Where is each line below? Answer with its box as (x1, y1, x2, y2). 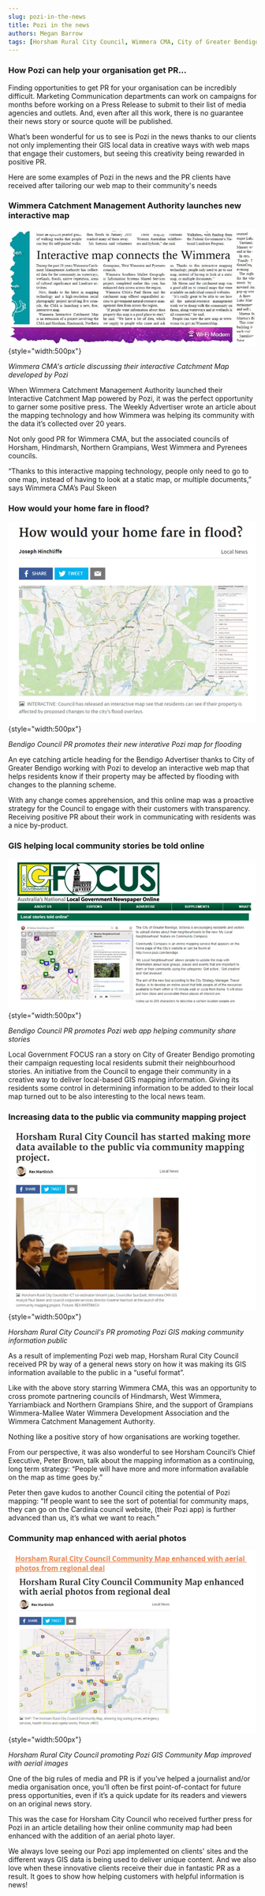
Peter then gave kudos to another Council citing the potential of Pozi (8, 1487, 230, 1497)
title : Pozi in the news (8, 21, 90, 29)
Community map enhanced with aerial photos (8, 1532, 187, 1544)
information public (8, 1336, 69, 1345)
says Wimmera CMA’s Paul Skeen (8, 483, 117, 493)
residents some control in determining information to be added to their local (8, 1083, 254, 1092)
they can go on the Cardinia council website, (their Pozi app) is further (8, 1504, 237, 1513)
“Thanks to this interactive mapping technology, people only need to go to (8, 466, 249, 476)
